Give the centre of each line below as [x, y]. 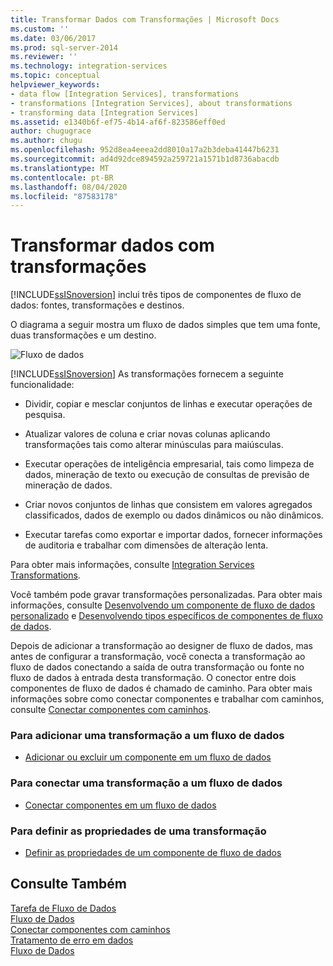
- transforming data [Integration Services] [104, 112]
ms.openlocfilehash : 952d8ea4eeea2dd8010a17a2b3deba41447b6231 [145, 150]
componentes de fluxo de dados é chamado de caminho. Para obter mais [161, 688]
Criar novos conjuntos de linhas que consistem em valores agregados [168, 505]
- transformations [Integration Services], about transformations [151, 103]
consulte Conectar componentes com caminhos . [111, 710]
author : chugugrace [51, 131]
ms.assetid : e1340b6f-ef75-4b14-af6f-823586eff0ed [118, 122]
